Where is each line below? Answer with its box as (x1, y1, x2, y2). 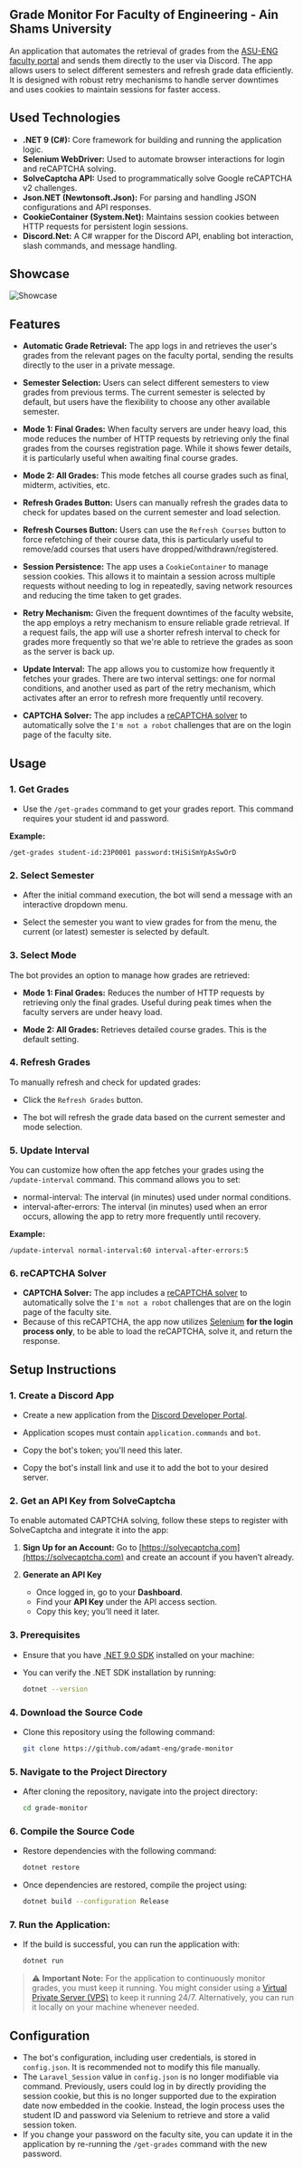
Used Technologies (9, 110, 120, 126)
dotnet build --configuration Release (22, 1897, 169, 1906)
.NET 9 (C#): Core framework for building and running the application (22, 134, 282, 145)
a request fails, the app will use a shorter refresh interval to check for (22, 627, 280, 638)
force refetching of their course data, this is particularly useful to (22, 534, 264, 545)
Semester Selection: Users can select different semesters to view (22, 378, 270, 389)
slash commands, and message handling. (22, 240, 178, 251)
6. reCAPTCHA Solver (9, 1267, 107, 1280)
